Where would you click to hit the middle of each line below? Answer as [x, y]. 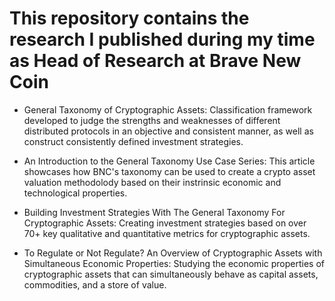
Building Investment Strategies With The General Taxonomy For [154, 212]
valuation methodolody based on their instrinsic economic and [152, 182]
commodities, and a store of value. [95, 284]
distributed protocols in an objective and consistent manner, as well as [168, 131]
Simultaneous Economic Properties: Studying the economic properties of [174, 263]
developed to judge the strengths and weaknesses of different [152, 120]
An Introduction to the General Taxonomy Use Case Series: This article [169, 161]
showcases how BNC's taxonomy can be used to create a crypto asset [169, 171]
